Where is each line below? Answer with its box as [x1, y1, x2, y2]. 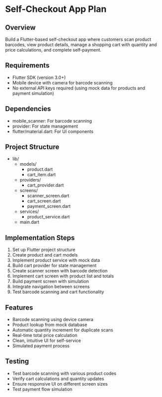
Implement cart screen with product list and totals [12, 273, 114, 279]
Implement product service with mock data [12, 257, 100, 264]
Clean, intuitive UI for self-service [12, 337, 81, 343]
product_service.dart [27, 214, 70, 220]
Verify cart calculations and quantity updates [12, 376, 105, 382]
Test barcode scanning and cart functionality [12, 289, 104, 295]
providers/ [19, 177, 41, 183]
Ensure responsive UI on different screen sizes [12, 381, 108, 387]
